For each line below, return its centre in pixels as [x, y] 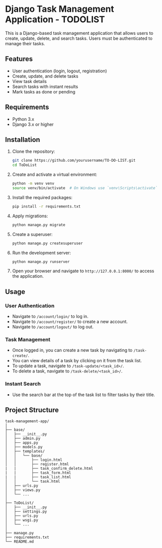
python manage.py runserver [41, 261]
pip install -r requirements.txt [46, 206]
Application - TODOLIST [55, 19]
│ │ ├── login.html [34, 460]
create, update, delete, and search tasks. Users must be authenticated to [79, 38]
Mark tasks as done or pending [44, 91]
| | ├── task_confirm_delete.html [49, 469]
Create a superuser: [32, 234]
